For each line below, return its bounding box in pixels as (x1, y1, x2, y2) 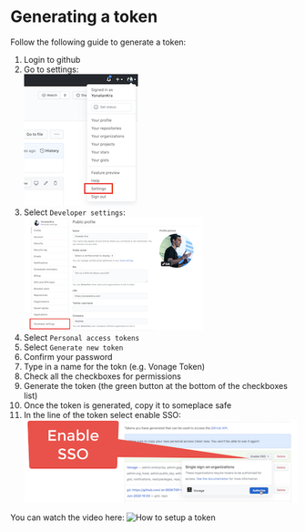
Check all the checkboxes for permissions (23, 371, 181, 382)
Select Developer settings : (23, 207, 126, 218)
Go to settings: (23, 64, 79, 75)
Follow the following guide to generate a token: (10, 36, 187, 47)
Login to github (23, 54, 81, 65)
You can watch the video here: (10, 512, 126, 523)
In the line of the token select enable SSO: (23, 409, 181, 420)
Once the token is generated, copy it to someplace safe (23, 399, 232, 411)
